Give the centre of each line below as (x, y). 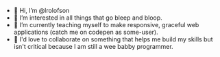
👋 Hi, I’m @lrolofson (41, 11)
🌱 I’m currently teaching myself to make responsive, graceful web (106, 25)
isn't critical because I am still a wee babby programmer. (93, 46)
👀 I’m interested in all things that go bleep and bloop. (88, 18)
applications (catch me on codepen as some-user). (86, 32)
